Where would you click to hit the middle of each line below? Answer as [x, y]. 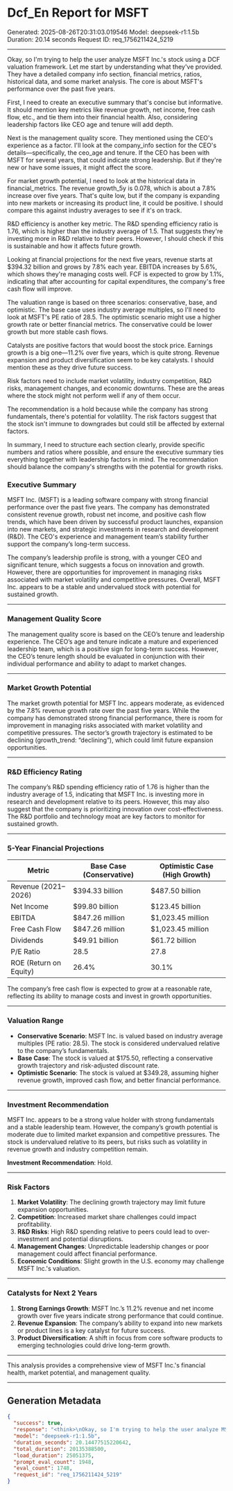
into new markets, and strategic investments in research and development [113, 530]
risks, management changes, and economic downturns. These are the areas [116, 388]
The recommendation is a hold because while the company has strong [107, 409]
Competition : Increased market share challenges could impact [107, 1217]
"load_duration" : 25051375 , [54, 1456]
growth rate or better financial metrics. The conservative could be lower [110, 324]
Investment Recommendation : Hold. [60, 1163]
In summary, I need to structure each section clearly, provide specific [106, 444]
